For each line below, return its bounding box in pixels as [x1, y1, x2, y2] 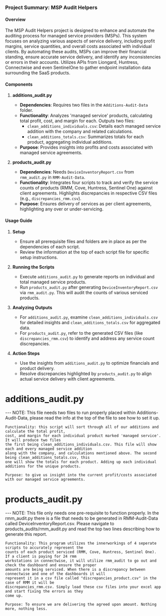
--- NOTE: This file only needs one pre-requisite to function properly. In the [5, 510, 159, 516]
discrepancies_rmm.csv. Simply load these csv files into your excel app [5, 585, 162, 590]
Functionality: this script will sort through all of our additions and [5, 424, 159, 430]
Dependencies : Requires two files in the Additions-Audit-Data [19, 102, 148, 108]
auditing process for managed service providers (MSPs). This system [5, 33, 148, 39]
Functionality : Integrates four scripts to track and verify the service [19, 180, 158, 186]
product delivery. [19, 365, 55, 371]
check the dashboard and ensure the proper [5, 563, 97, 568]
